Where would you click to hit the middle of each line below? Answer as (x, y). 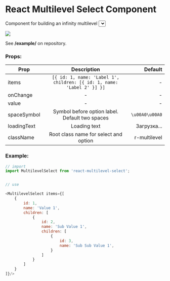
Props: (13, 56)
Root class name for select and (86, 134)
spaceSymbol (24, 115)
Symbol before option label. (86, 111)
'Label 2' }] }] (86, 88)
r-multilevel (148, 138)
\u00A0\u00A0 (146, 115)
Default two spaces (86, 118)
